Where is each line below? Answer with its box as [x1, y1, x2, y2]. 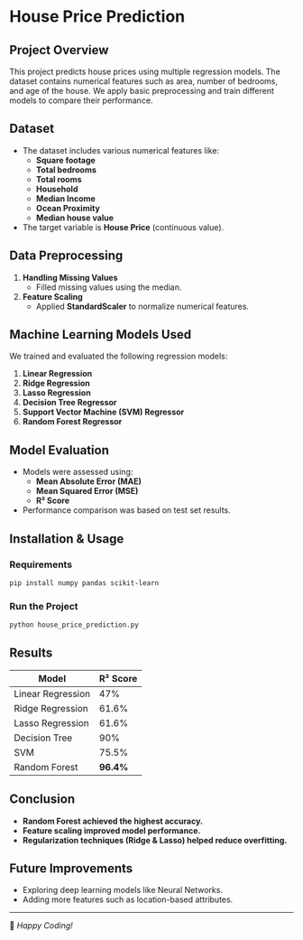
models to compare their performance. [9, 95, 153, 106]
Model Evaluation [9, 442, 110, 458]
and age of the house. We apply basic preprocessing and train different [9, 86, 275, 96]
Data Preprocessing [9, 248, 124, 264]
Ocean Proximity [35, 202, 101, 213]
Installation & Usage [9, 531, 124, 546]
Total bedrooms [35, 164, 97, 175]
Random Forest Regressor [22, 416, 123, 427]
